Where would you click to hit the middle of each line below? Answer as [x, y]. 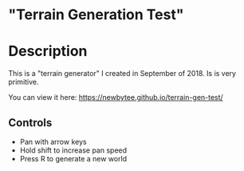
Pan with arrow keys [53, 141]
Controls [30, 123]
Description [48, 52]
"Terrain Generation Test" [96, 15]
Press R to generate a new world [73, 158]
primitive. [24, 82]
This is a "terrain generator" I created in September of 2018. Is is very [122, 74]
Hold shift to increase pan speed [73, 150]
